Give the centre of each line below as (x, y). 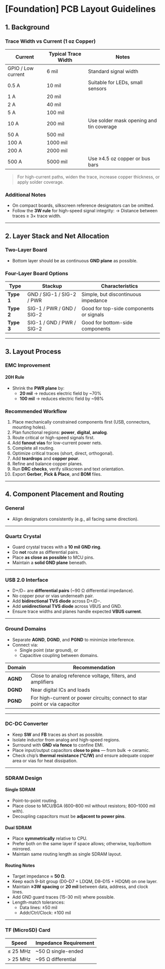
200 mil (55, 123)
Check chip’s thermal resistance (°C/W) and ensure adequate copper (83, 755)
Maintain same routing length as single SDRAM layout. (67, 854)
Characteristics (120, 286)
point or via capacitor (55, 704)
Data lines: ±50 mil (38, 908)
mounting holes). (29, 427)
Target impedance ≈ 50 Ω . (39, 876)
